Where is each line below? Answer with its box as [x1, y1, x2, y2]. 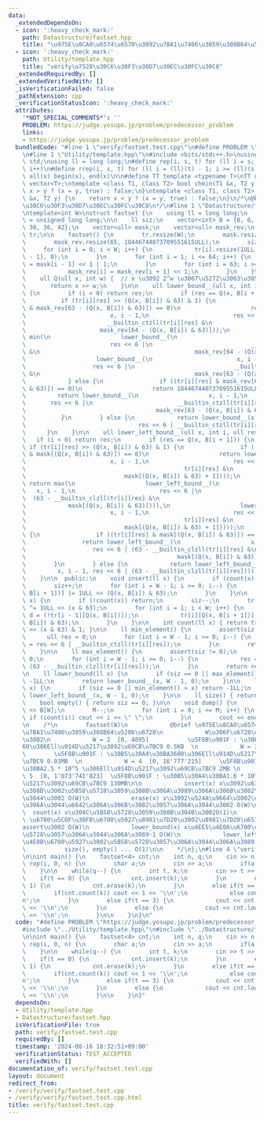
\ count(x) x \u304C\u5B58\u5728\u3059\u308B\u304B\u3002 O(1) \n [22, 809, 237, 817]
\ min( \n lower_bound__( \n [22, 334, 178, 341]
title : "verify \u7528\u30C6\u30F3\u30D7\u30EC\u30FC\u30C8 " [22, 63, 223, 71]
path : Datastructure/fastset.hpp [22, 33, 132, 42]
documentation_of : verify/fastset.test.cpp [8, 1064, 153, 1072]
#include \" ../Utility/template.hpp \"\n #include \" [22, 926, 195, 934]
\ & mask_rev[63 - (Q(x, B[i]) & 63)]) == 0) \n [22, 304, 181, 312]
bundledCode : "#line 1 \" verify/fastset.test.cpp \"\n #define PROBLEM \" [15, 143, 258, 151]
